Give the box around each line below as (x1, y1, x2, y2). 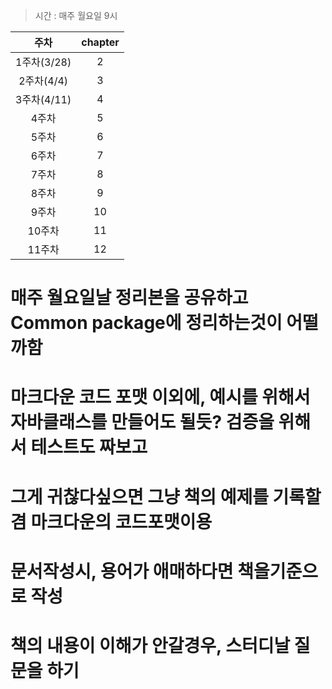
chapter (81, 35, 120, 49)
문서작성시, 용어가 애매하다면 (10, 560, 234, 583)
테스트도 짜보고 (30, 436, 148, 459)
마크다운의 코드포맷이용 (30, 510, 213, 533)
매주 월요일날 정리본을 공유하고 (10, 287, 249, 309)
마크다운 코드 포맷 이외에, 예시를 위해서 (10, 386, 311, 409)
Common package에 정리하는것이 (10, 312, 283, 334)
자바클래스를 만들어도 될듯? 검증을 (10, 411, 275, 434)
